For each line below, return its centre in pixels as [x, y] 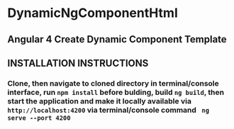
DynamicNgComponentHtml [93, 13]
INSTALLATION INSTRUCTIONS [78, 63]
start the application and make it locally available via [99, 101]
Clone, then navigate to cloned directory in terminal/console [113, 83]
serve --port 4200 [39, 118]
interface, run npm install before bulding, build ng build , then [116, 92]
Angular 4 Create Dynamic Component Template [117, 39]
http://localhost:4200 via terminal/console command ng [108, 110]
